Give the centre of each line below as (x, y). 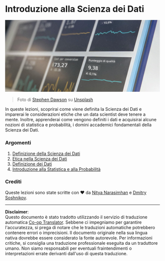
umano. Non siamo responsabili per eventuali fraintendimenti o (69, 248)
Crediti (14, 182)
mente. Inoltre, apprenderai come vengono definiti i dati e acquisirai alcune (81, 120)
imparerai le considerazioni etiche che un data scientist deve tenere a (75, 114)
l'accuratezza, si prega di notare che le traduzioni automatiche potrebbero (80, 227)
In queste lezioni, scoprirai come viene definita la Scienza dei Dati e (73, 109)
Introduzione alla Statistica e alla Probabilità (56, 169)
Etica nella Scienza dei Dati (40, 158)
